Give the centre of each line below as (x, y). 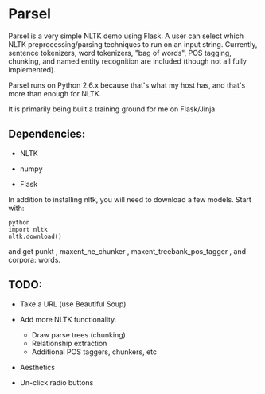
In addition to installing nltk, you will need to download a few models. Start (130, 199)
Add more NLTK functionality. (68, 319)
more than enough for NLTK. (55, 93)
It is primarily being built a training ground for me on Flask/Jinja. (113, 109)
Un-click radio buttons (57, 382)
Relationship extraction (69, 343)
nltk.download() (35, 236)
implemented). (32, 69)
